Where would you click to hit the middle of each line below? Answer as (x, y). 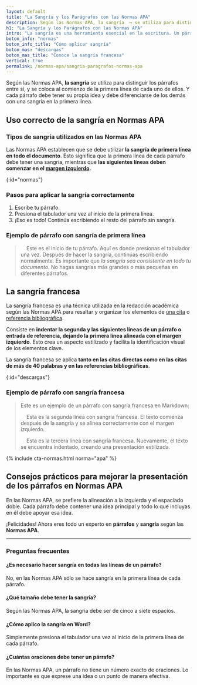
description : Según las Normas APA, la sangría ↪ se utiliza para (90, 22)
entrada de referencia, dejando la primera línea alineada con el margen (94, 336)
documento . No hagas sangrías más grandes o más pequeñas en (99, 267)
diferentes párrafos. (44, 273)
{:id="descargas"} (28, 377)
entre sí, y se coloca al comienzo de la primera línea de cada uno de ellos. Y (98, 89)
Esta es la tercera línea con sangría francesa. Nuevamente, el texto (107, 441)
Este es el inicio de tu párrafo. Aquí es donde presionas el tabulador (108, 248)
